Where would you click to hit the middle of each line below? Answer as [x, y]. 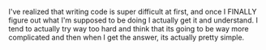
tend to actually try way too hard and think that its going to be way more [129, 29]
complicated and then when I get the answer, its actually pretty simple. [127, 37]
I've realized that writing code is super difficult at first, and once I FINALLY [133, 12]
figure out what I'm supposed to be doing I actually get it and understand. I [133, 20]
